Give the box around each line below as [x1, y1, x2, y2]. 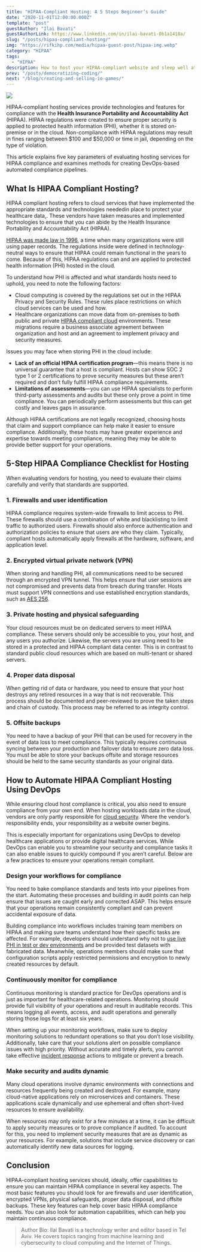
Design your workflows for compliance [6, 871, 121, 879]
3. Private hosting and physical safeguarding [6, 610, 139, 619]
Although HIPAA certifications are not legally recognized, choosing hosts [6, 415, 185, 423]
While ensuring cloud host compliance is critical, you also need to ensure [6, 800, 187, 807]
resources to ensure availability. [6, 1106, 85, 1113]
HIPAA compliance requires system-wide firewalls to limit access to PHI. [6, 509, 184, 517]
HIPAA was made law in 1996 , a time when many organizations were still [6, 236, 184, 244]
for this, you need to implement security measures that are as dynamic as [6, 1130, 187, 1137]
